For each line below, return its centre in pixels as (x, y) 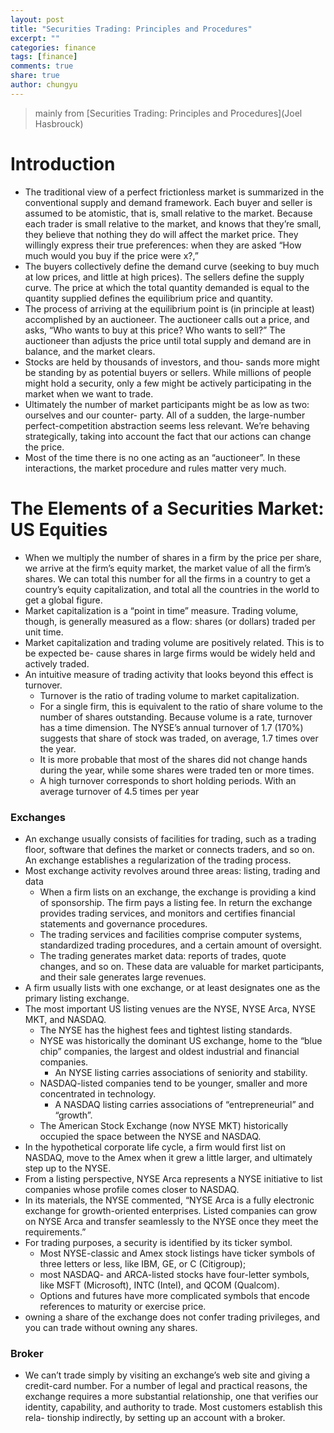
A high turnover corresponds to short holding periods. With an (168, 780)
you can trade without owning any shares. (111, 1327)
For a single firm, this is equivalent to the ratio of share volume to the (181, 706)
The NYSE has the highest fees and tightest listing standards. (166, 1030)
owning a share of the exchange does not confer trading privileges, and (172, 1317)
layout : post (37, 19)
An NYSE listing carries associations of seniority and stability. (181, 1072)
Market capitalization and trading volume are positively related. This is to (174, 642)
